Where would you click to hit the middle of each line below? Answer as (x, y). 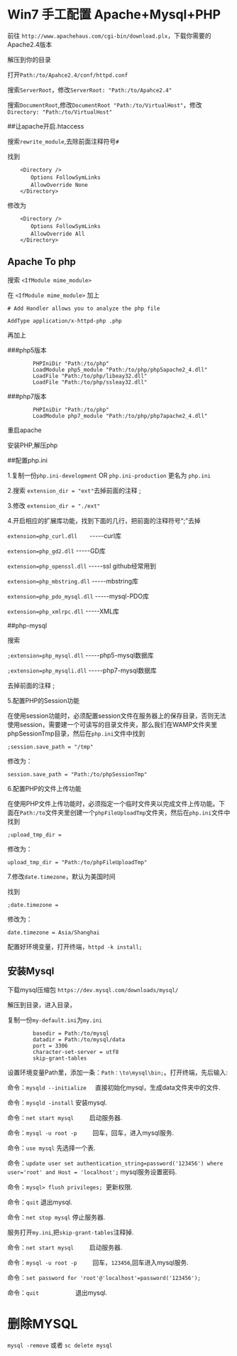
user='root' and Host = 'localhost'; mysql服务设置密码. (92, 1172)
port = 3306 (51, 1045)
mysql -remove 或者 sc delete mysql (60, 1345)
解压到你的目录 (29, 59)
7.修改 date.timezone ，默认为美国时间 (61, 876)
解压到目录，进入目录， (42, 1005)
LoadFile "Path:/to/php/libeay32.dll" (90, 376)
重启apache (24, 430)
